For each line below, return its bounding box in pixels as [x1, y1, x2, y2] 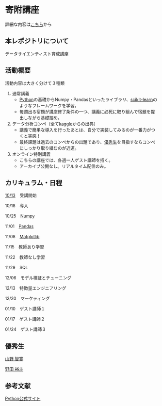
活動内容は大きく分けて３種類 [5, 80, 65, 86]
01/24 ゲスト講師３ [5, 326, 46, 332]
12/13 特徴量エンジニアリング [5, 285, 66, 291]
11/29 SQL [5, 265, 28, 271]
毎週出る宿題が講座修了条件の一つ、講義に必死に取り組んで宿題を [19, 109, 151, 114]
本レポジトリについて [5, 37, 69, 45]
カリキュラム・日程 [5, 179, 63, 187]
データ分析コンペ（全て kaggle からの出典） [12, 121, 98, 127]
